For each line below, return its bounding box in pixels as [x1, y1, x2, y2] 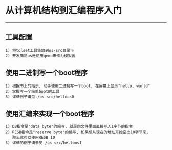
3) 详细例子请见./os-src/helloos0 [5, 94, 74, 99]
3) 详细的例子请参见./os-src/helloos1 [5, 140, 82, 146]
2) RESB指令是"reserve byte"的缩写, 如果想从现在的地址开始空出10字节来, [5, 130, 149, 135]
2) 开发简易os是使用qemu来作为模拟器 [5, 53, 76, 58]
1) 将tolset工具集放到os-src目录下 [5, 48, 74, 53]
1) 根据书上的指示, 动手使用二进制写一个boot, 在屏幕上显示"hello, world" [5, 83, 150, 89]
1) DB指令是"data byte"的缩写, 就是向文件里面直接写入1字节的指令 [5, 124, 133, 130]
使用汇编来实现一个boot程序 [5, 109, 95, 118]
